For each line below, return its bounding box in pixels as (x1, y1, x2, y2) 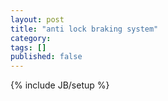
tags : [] (10, 42, 47, 53)
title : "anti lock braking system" (10, 24, 159, 34)
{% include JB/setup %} (10, 79, 110, 91)
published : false (10, 52, 83, 62)
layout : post (10, 14, 65, 25)
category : (10, 33, 52, 43)
